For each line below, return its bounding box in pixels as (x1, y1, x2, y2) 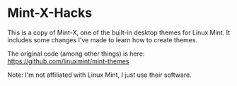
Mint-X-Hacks (7, 5, 93, 21)
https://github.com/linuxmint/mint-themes (7, 56, 129, 65)
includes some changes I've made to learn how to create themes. (7, 35, 198, 44)
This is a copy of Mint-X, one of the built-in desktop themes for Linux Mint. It (7, 28, 231, 37)
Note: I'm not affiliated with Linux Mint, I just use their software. (7, 70, 192, 79)
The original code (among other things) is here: (7, 49, 145, 58)
